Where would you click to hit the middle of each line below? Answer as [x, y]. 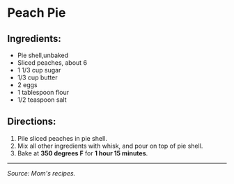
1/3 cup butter [37, 77]
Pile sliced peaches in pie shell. [62, 138]
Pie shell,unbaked [43, 55]
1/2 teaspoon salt [42, 100]
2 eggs [27, 85]
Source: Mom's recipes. [41, 173]
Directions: [32, 122]
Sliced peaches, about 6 [52, 63]
